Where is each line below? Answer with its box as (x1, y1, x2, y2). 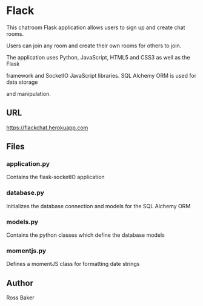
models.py (6, 217, 38, 226)
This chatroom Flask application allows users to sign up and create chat (6, 24, 185, 31)
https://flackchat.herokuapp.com (6, 124, 88, 131)
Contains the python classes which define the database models (6, 231, 165, 239)
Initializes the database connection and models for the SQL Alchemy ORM (6, 202, 191, 209)
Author (6, 277, 33, 288)
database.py (6, 189, 44, 197)
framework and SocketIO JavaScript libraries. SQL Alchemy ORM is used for (6, 72, 197, 79)
